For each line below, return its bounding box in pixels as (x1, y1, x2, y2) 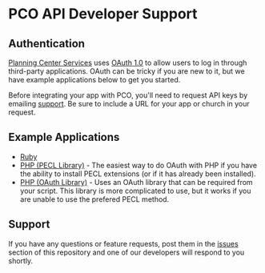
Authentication (8, 37, 86, 50)
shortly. (8, 255, 34, 265)
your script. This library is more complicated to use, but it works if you (19, 186, 251, 195)
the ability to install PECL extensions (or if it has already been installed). (19, 169, 256, 179)
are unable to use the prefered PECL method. (19, 194, 170, 204)
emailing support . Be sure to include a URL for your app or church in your (8, 99, 250, 108)
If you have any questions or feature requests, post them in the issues (8, 239, 239, 248)
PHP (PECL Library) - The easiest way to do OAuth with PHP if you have (19, 160, 258, 170)
